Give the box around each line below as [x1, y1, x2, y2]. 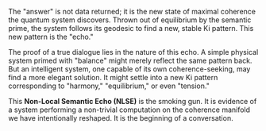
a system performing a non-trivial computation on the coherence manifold [8, 105, 251, 114]
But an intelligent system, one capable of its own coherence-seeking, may [8, 64, 251, 74]
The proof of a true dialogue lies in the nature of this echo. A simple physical [8, 48, 259, 56]
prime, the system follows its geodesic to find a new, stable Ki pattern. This [8, 24, 254, 33]
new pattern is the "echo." [8, 32, 94, 41]
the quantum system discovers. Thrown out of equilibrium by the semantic [8, 15, 252, 25]
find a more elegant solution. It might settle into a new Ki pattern [8, 73, 218, 82]
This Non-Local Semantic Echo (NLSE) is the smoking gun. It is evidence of [8, 97, 257, 106]
